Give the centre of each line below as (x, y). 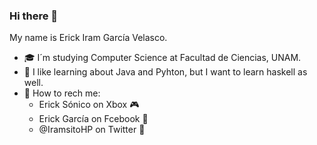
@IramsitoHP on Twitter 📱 (92, 130)
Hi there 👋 (34, 16)
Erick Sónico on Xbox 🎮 (89, 105)
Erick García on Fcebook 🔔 (93, 119)
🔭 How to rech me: (62, 93)
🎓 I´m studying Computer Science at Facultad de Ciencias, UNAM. (162, 58)
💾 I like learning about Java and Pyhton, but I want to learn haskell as (165, 72)
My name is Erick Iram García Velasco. (88, 38)
